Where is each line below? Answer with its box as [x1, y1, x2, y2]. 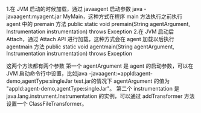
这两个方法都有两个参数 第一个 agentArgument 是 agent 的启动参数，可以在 [6, 62, 194, 69]
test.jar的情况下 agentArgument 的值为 [74, 77, 170, 85]
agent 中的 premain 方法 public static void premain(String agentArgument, [6, 21, 190, 27]
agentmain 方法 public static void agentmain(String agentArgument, [6, 43, 174, 50]
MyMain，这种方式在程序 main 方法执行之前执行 [63, 13, 183, 20]
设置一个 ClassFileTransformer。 [6, 100, 88, 107]
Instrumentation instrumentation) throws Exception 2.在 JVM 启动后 [6, 28, 174, 35]
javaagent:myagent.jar [6, 13, 62, 20]
